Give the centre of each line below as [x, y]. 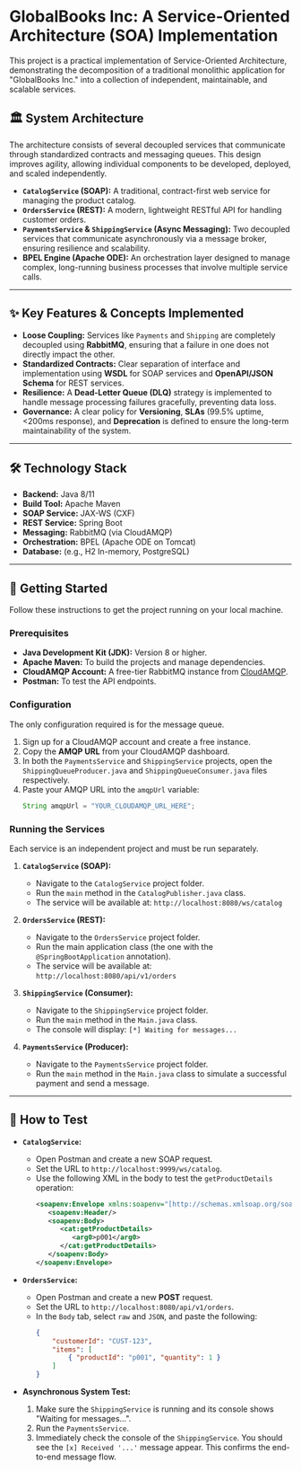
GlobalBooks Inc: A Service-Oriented [150, 17]
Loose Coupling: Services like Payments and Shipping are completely [149, 335]
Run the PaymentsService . [82, 1428]
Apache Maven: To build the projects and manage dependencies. [144, 662]
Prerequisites [39, 634]
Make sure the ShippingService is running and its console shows [155, 1409]
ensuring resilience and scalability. [86, 248]
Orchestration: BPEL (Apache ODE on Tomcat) [109, 542]
